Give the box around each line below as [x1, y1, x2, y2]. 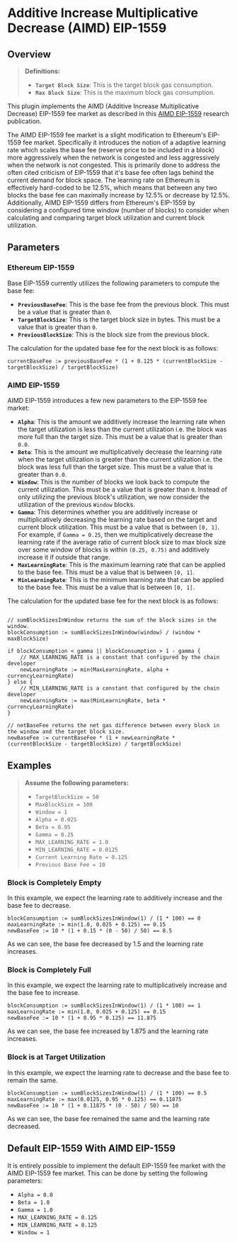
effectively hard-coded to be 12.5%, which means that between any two [7, 183, 218, 192]
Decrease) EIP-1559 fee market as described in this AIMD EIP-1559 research [7, 110, 230, 118]
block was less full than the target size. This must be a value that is [17, 462, 214, 471]
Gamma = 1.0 [17, 1206, 53, 1214]
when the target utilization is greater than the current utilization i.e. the [17, 455, 223, 463]
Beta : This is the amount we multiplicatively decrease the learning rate [17, 448, 223, 456]
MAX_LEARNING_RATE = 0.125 [17, 1214, 98, 1221]
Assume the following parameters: [24, 778, 129, 787]
